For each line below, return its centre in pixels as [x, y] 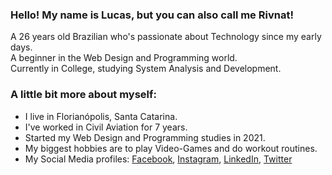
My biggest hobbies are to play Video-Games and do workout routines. [171, 148]
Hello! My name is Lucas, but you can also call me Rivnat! [152, 15]
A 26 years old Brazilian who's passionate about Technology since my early [166, 37]
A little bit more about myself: [84, 95]
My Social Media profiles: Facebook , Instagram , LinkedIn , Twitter [158, 159]
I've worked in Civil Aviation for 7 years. [106, 127]
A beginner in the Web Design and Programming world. [124, 58]
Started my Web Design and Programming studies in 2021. [145, 137]
